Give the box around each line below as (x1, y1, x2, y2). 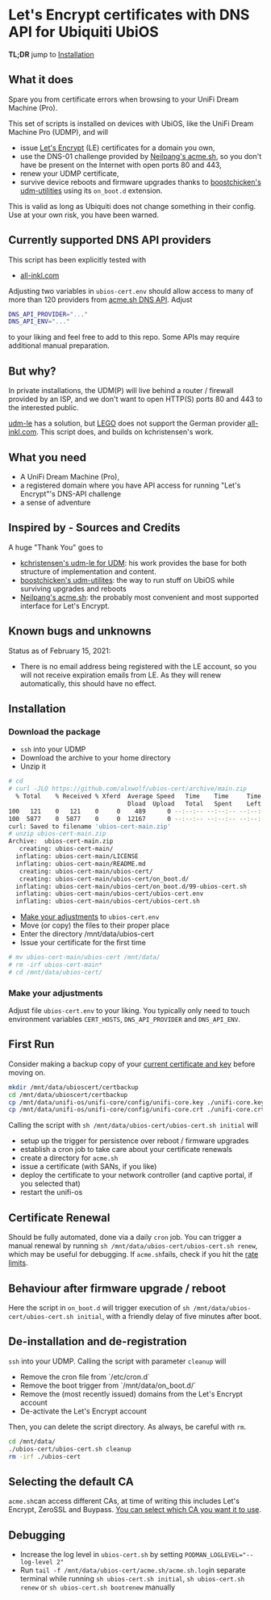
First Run (8, 1037, 55, 1051)
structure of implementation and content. (19, 567, 157, 576)
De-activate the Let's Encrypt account (19, 1406, 148, 1416)
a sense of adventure (19, 497, 91, 507)
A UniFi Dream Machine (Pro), (19, 471, 119, 481)
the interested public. (8, 403, 79, 413)
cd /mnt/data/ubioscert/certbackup (8, 1091, 128, 1099)
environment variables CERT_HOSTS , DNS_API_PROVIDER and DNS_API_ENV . (8, 1015, 240, 1024)
